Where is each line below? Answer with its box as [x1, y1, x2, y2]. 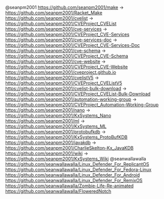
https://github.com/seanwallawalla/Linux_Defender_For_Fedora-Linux [5, 166, 152, 173]
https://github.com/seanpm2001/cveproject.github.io [5, 69, 116, 75]
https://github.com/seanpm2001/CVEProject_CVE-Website [5, 64, 128, 70]
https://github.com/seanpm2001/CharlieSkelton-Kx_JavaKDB [5, 145, 134, 151]
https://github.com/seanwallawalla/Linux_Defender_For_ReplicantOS [5, 161, 149, 167]
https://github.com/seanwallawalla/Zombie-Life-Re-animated [5, 183, 134, 189]
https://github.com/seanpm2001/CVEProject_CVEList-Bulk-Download [5, 91, 151, 97]
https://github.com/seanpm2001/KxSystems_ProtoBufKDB [5, 134, 128, 140]
